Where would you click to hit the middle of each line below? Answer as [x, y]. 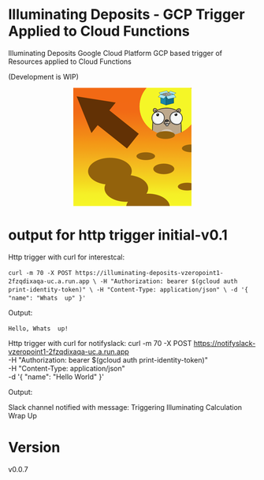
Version [34, 448]
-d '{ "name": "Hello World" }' [56, 377]
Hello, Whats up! [38, 329]
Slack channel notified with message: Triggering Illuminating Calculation [125, 407]
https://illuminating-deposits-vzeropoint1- [149, 273]
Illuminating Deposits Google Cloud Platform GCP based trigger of [115, 53]
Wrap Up [22, 415]
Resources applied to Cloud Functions [70, 61]
